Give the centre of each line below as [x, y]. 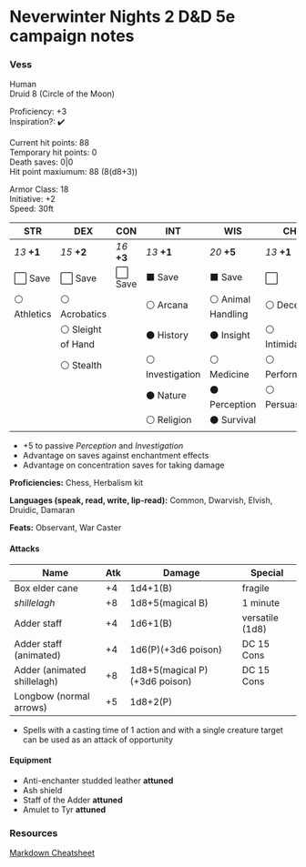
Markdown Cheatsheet [52, 853]
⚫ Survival [233, 420]
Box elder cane [46, 588]
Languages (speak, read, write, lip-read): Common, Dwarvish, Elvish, [141, 500]
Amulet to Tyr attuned [64, 809]
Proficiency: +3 [38, 112]
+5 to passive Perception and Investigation [103, 446]
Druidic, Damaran [42, 510]
